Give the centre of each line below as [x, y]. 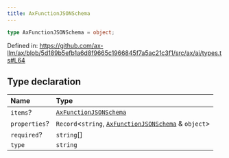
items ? [21, 113]
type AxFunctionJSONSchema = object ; [61, 32]
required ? [26, 135]
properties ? [30, 124]
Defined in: [23, 45]
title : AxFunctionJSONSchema [49, 13]
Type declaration [44, 81]
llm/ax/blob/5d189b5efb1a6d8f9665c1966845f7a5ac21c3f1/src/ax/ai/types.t [114, 53]
